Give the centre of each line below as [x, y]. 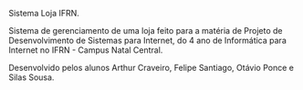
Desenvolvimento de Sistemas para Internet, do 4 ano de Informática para [147, 40]
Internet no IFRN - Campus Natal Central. [86, 50]
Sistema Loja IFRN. [44, 13]
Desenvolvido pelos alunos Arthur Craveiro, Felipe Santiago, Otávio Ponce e [151, 68]
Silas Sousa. [31, 77]
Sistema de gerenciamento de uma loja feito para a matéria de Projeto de [146, 30]
